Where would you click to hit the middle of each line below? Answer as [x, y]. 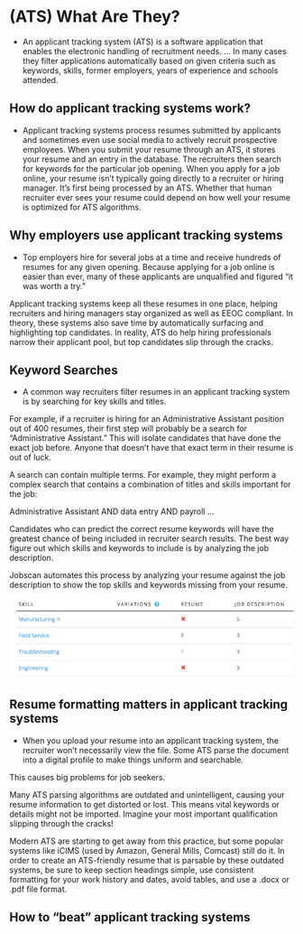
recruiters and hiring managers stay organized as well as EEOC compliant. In [151, 313]
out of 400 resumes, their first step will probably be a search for [129, 429]
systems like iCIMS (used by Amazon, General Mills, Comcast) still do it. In [147, 850]
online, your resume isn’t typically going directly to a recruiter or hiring [153, 178]
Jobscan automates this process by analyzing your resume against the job [147, 575]
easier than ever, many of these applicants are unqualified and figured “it [158, 276]
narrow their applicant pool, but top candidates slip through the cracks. [141, 341]
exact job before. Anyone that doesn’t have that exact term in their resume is [151, 448]
